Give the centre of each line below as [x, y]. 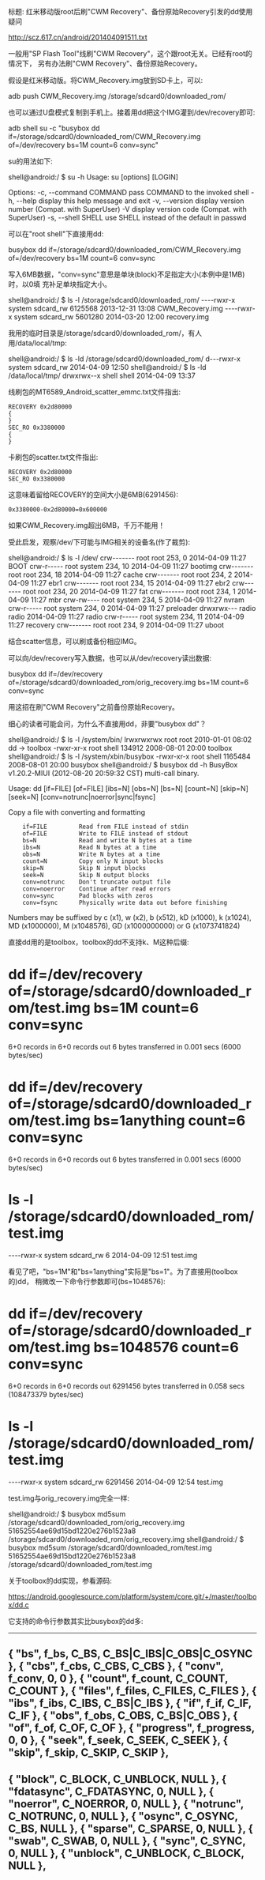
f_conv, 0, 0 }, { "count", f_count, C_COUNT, [118, 1679]
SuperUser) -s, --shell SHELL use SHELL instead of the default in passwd [127, 217]
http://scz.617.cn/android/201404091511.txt [78, 37]
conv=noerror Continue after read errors [97, 889]
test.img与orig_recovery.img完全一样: [69, 1498]
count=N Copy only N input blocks [93, 861]
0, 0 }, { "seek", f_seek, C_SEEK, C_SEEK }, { [118, 1741]
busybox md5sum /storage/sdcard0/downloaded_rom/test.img [110, 1547]
